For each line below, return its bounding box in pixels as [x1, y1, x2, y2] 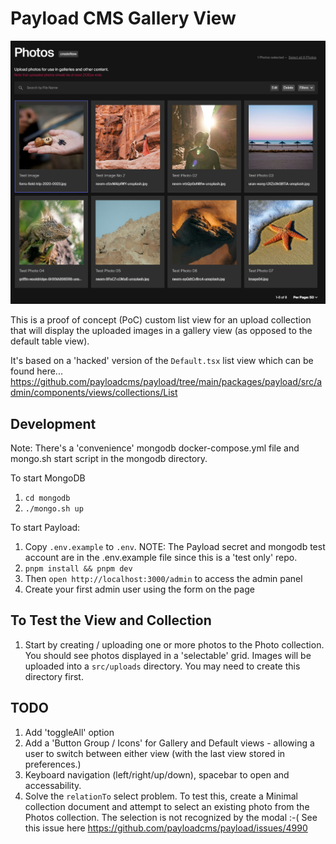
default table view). [10, 335, 90, 347]
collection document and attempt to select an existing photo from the [24, 800, 310, 812]
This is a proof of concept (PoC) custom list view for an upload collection [10, 314, 312, 326]
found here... [10, 365, 63, 377]
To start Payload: [10, 521, 81, 533]
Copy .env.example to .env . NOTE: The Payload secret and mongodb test [24, 540, 326, 552]
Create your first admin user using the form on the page [24, 583, 255, 595]
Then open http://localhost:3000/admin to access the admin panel [24, 572, 303, 584]
